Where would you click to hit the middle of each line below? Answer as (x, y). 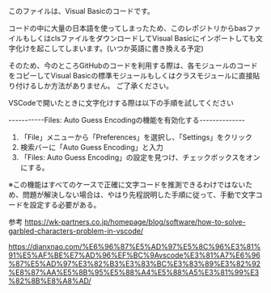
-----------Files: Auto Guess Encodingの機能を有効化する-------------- (127, 120)
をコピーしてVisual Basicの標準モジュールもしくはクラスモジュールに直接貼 (134, 75)
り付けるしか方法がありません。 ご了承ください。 (91, 86)
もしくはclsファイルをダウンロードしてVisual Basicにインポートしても (139, 38)
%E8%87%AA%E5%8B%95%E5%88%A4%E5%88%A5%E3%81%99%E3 (134, 272)
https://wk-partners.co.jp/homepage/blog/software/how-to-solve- (135, 222)
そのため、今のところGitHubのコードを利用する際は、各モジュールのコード (133, 65)
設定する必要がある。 (65, 205)
